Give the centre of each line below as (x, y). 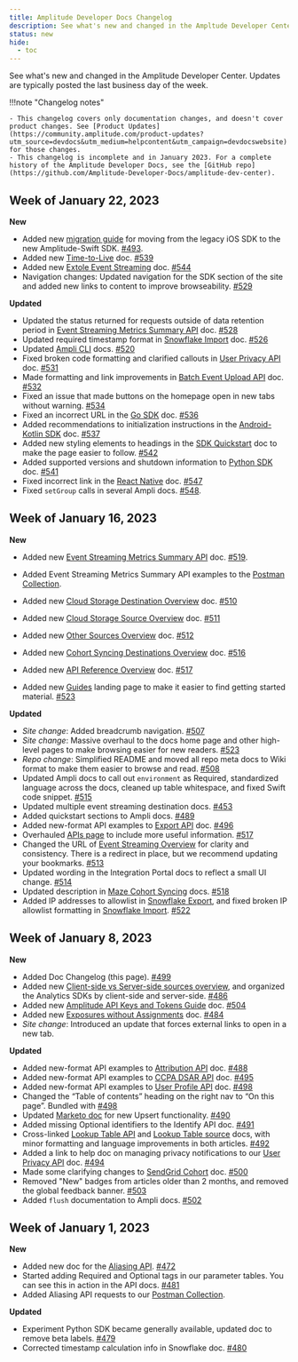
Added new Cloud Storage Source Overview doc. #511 (121, 617)
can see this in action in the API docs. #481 (101, 1286)
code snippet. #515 (57, 797)
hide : (19, 42)
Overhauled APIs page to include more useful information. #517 (138, 834)
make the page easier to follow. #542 (90, 452)
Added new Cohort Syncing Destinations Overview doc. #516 (134, 652)
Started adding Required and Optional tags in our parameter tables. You (153, 1276)
